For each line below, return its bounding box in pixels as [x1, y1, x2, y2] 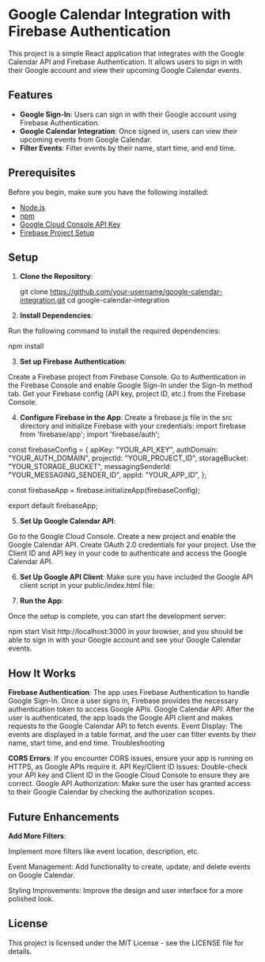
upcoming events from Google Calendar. [19, 135, 153, 144]
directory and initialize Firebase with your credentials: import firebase [19, 422, 247, 431]
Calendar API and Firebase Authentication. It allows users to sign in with [8, 57, 243, 67]
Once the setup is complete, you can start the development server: [8, 612, 227, 621]
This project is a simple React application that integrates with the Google [8, 48, 244, 58]
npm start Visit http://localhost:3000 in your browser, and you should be [8, 627, 244, 636]
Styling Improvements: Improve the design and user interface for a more [8, 886, 244, 895]
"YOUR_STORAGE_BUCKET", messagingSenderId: [8, 462, 172, 471]
